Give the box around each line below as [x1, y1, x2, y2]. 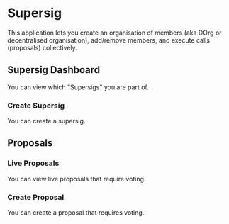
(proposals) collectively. [7, 43, 77, 52]
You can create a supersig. [7, 117, 86, 125]
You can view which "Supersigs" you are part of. [7, 83, 149, 91]
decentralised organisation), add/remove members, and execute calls [7, 35, 211, 44]
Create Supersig [7, 101, 65, 111]
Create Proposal [7, 192, 65, 202]
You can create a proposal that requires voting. [7, 208, 145, 217]
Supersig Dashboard [7, 64, 101, 76]
